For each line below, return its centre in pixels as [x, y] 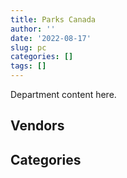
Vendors [37, 126]
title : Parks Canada [53, 19]
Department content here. [63, 94]
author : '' [33, 29]
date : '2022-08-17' [51, 38]
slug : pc [28, 47]
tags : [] [28, 66]
